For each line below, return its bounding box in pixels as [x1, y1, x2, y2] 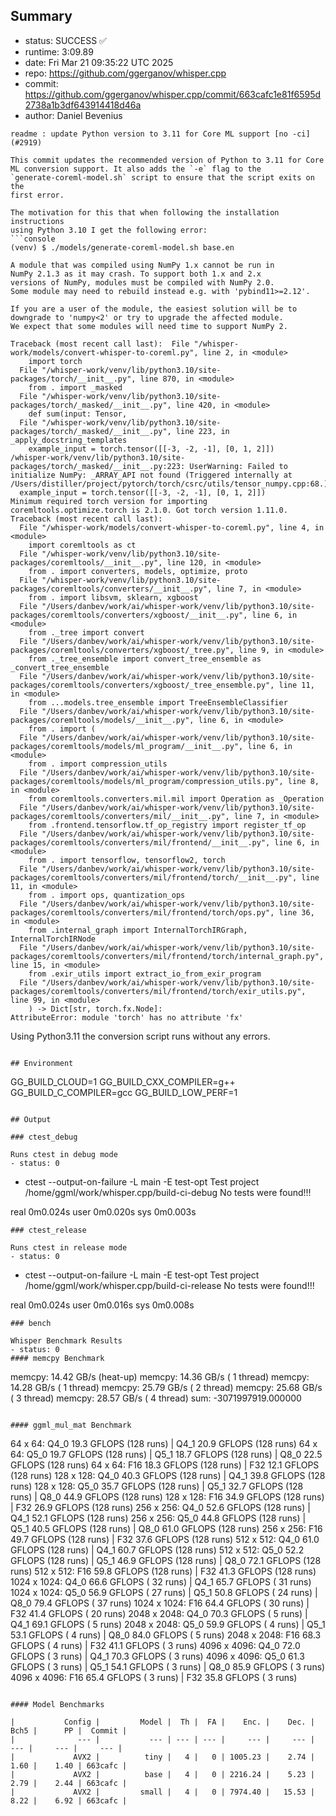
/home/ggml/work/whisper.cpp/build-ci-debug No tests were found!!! [24, 1186, 312, 1198]
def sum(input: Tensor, [28, 409, 128, 419]
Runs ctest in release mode [10, 1242, 128, 1253]
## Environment [10, 1058, 74, 1068]
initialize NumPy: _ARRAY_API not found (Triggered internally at [10, 470, 293, 480]
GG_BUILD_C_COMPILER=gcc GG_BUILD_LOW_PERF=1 [10, 1086, 238, 1098]
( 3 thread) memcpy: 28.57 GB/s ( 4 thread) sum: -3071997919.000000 [10, 1392, 302, 1404]
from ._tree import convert [28, 627, 145, 638]
